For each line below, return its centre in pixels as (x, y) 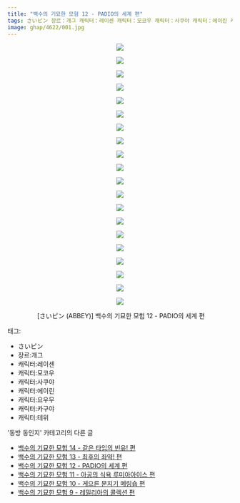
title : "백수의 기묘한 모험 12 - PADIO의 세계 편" (75, 14)
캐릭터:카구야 (36, 409)
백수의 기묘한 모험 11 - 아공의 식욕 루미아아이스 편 (86, 474)
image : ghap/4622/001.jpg (46, 27)
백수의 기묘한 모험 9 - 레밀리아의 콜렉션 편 (76, 492)
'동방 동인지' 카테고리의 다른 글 (50, 433)
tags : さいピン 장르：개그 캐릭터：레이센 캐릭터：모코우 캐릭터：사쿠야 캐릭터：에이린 (117, 21)
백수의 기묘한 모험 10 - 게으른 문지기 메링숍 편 (81, 484)
